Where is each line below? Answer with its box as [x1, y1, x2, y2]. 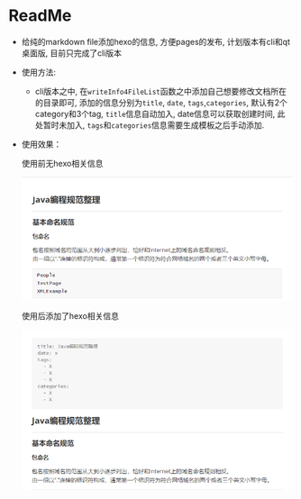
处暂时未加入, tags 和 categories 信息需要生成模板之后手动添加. [34, 119, 265, 131]
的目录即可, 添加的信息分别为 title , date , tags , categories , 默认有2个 [34, 96, 287, 108]
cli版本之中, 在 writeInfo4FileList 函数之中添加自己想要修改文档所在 [34, 86, 287, 96]
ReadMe [8, 5, 72, 26]
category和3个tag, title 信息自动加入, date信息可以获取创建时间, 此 [34, 108, 286, 119]
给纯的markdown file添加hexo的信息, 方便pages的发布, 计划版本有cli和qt [21, 36, 290, 47]
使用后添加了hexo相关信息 [21, 311, 119, 322]
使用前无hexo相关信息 [21, 158, 104, 168]
